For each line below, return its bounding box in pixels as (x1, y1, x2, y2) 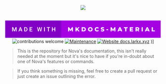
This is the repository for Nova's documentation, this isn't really (17, 48, 147, 54)
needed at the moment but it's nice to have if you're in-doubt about (17, 53, 155, 59)
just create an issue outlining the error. (17, 73, 96, 79)
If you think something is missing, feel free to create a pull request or (17, 68, 158, 74)
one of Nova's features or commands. (17, 58, 95, 64)
